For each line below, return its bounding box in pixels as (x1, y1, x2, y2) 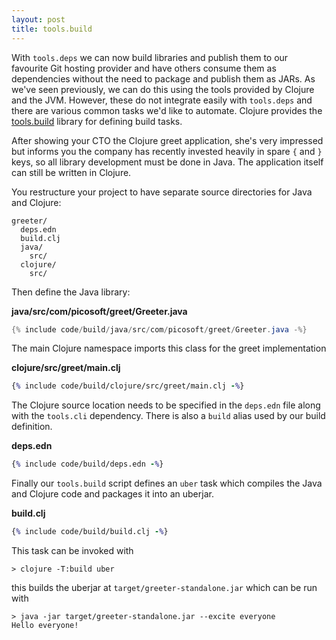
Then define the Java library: (11, 286, 131, 298)
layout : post (11, 14, 66, 25)
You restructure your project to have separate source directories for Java (11, 186, 313, 198)
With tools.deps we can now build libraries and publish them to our (11, 51, 289, 63)
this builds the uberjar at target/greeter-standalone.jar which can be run (11, 582, 318, 593)
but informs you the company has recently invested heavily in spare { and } (11, 145, 323, 157)
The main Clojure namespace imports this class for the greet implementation (11, 342, 327, 355)
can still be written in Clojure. (11, 166, 132, 178)
